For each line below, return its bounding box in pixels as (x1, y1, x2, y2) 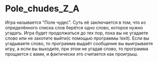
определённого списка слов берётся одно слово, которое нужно (5, 24, 143, 30)
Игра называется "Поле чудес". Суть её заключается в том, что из (5, 19, 146, 25)
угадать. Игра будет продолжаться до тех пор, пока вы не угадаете (5, 30, 149, 36)
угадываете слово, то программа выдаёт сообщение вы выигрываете (5, 40, 153, 46)
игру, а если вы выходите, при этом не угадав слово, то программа (5, 46, 149, 52)
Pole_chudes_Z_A (5, 3, 80, 14)
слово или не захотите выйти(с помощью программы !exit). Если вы (5, 35, 150, 41)
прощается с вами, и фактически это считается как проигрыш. (5, 51, 138, 57)
